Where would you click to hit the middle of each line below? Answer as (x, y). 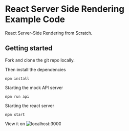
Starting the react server (30, 106)
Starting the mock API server (34, 87)
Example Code (35, 19)
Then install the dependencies (35, 69)
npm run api (17, 96)
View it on (15, 124)
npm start (15, 114)
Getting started (29, 48)
